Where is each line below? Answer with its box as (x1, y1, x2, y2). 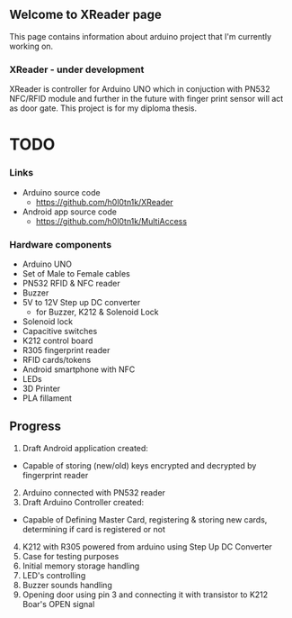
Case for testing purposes (22, 550, 119, 561)
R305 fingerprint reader (22, 344, 111, 355)
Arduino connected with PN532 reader (22, 486, 166, 498)
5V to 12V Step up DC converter (22, 296, 141, 307)
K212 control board (22, 335, 93, 346)
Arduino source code (22, 186, 101, 197)
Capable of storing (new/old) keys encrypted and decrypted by (22, 459, 257, 471)
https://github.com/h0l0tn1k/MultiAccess (35, 215, 187, 226)
